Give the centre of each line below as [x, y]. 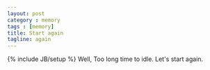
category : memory [34, 20]
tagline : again [29, 40]
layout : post [26, 14]
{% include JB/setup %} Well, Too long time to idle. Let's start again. [105, 59]
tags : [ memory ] [31, 26]
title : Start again [35, 33]
